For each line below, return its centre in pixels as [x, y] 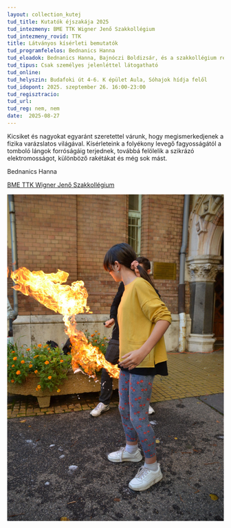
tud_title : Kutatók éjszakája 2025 [58, 22]
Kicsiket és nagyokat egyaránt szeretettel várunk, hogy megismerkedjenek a [115, 136]
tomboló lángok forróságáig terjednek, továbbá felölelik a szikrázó [101, 150]
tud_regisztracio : [33, 94]
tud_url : [20, 102]
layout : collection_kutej [44, 14]
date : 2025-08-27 [33, 116]
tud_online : [24, 72]
